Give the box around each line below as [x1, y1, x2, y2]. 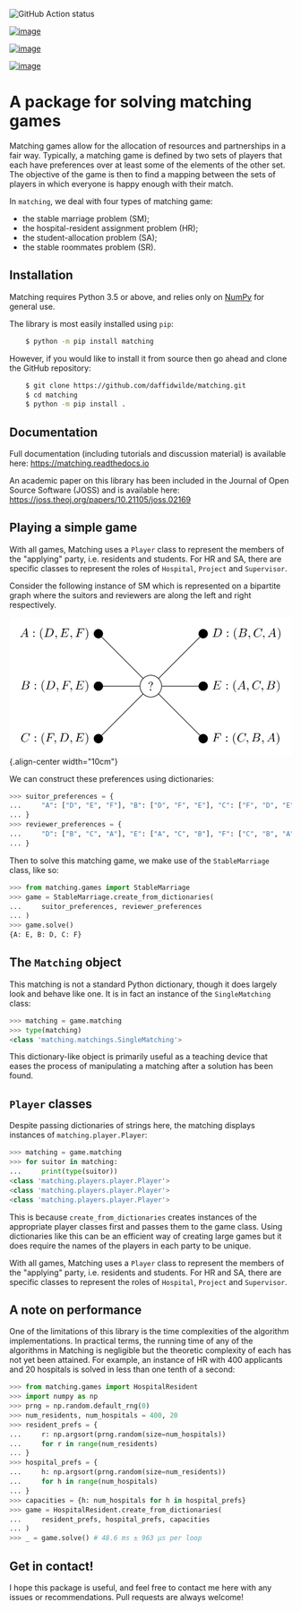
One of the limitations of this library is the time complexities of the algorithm [9, 1326, 289, 1337]
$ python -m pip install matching [25, 337, 154, 346]
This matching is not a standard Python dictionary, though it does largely [9, 979, 278, 990]
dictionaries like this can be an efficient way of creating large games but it [9, 1230, 282, 1241]
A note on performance [9, 1302, 142, 1317]
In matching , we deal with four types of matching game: [9, 195, 213, 206]
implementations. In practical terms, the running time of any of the [9, 1335, 254, 1347]
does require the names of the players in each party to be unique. [9, 1240, 252, 1251]
